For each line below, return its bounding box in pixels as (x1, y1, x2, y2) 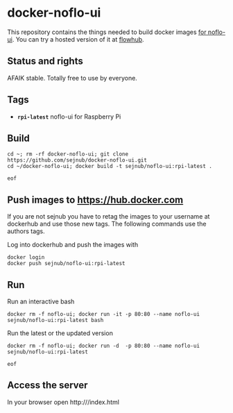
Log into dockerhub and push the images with (7, 241, 139, 249)
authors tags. (7, 227, 45, 235)
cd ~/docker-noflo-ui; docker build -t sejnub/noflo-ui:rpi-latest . (7, 163, 213, 170)
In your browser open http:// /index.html (7, 398, 120, 406)
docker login (7, 254, 45, 261)
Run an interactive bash (7, 297, 75, 305)
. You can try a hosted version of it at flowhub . (12, 35, 144, 43)
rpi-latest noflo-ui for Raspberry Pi (17, 112, 121, 121)
